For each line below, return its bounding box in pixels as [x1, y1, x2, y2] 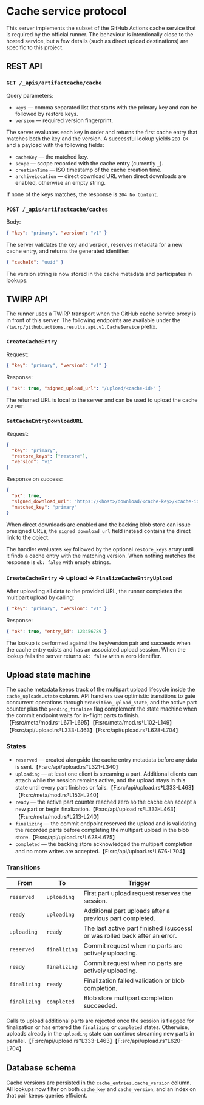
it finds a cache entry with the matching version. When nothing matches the [6, 552, 196, 559]
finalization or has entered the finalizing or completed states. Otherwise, [6, 1024, 189, 1031]
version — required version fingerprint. [15, 117, 114, 124]
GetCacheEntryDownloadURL [6, 418, 83, 425]
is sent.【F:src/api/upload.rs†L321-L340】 [15, 763, 121, 770]
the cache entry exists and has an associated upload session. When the [6, 645, 186, 653]
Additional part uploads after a [83, 907, 170, 915]
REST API [6, 61, 42, 72]
